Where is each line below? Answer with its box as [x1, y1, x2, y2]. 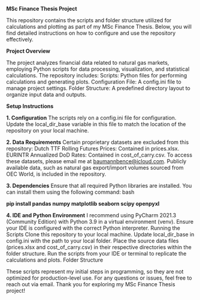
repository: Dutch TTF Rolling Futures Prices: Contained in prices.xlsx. [6, 145, 180, 152]
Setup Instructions [6, 103, 54, 110]
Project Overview [6, 47, 51, 55]
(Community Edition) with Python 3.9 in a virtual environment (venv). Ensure [6, 218, 193, 225]
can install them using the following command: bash [6, 188, 135, 196]
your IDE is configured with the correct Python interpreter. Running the [6, 224, 181, 232]
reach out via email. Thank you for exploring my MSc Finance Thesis [6, 281, 175, 287]
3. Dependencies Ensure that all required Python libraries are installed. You [6, 182, 192, 189]
